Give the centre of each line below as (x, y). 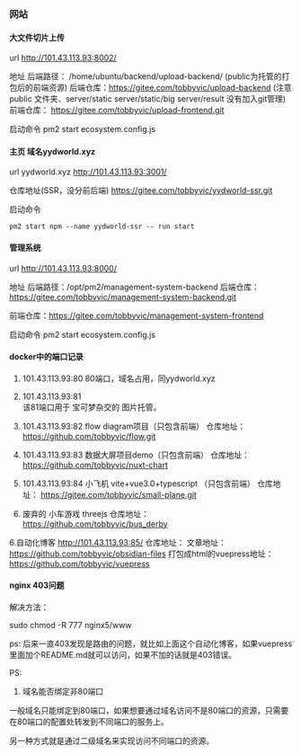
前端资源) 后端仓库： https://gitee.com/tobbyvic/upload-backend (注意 (162, 88)
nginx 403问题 (37, 585)
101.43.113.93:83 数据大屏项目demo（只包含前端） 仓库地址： (136, 455)
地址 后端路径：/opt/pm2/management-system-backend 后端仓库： (135, 287)
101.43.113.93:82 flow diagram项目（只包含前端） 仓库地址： (134, 426)
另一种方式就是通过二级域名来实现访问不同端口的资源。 (111, 741)
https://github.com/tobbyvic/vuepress (80, 563)
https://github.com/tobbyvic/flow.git (89, 436)
